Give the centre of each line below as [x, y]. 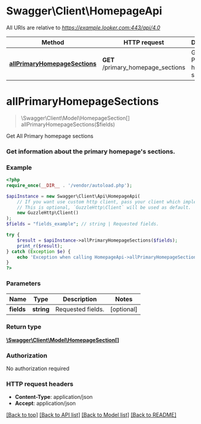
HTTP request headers [40, 384]
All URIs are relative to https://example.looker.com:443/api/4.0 [83, 28]
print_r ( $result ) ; [40, 246]
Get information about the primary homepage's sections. [91, 151]
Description [80, 299]
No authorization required [38, 368]
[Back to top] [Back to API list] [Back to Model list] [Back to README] [91, 415]
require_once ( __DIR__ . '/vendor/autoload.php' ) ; [69, 185]
